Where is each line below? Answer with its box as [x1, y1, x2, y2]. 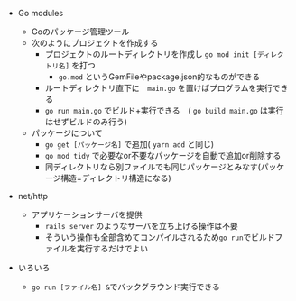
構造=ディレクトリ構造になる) [60, 173, 171, 183]
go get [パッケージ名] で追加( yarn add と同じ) [44, 139, 215, 150]
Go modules [17, 8, 64, 18]
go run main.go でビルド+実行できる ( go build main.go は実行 [44, 105, 284, 115]
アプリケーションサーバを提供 [31, 209, 143, 220]
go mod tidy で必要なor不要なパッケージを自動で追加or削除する [44, 150, 282, 160]
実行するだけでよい [76, 243, 149, 253]
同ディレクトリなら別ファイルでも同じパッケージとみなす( [44, 161, 262, 172]
